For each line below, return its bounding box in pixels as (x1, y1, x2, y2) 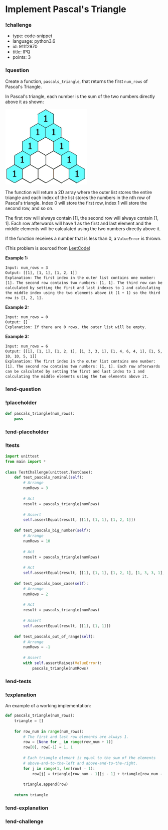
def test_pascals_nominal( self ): (14, 475, 84, 480)
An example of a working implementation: (5, 703, 91, 709)
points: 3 (12, 54, 31, 60)
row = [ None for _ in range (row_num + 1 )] (23, 740, 113, 745)
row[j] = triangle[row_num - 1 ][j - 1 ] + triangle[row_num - (32, 771, 163, 776)
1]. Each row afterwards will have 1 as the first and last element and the (5, 220, 151, 226)
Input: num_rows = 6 (5, 343, 49, 349)
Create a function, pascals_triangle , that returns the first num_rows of (5, 78, 148, 84)
